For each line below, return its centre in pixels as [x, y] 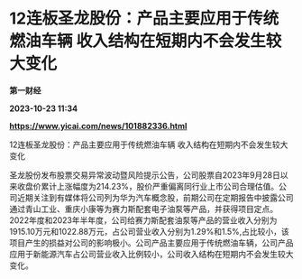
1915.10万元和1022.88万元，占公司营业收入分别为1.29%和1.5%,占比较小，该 [150, 231]
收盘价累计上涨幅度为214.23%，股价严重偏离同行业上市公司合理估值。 [148, 186]
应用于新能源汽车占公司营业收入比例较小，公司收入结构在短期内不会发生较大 [151, 254]
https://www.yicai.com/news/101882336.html [98, 126]
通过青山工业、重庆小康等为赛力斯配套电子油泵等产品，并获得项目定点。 [143, 209]
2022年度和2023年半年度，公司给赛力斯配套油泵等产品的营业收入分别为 [143, 220]
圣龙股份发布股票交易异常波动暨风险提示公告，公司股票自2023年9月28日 [145, 175]
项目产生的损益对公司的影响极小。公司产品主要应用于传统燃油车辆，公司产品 [151, 242]
